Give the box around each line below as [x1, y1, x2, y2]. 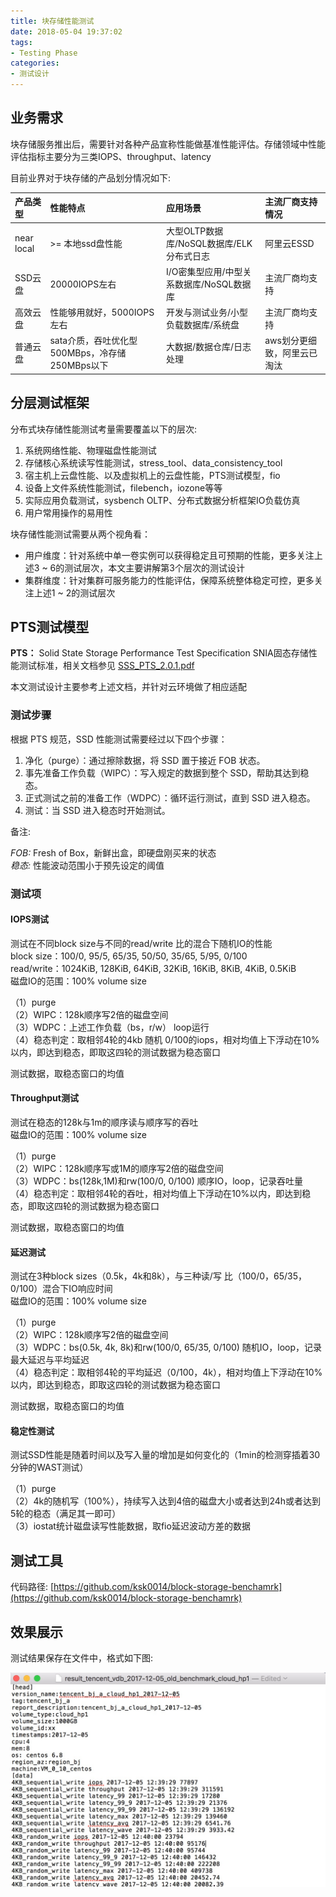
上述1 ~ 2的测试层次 [33, 586, 116, 599]
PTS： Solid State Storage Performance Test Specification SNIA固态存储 [10, 647, 309, 659]
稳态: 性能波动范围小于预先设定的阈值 [10, 859, 165, 871]
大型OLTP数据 [165, 225, 224, 237]
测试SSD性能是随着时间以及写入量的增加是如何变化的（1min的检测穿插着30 [10, 1449, 321, 1461]
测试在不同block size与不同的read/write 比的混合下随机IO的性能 [10, 937, 273, 949]
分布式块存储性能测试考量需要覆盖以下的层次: [10, 423, 198, 435]
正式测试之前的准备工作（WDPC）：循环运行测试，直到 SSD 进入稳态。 [24, 791, 316, 804]
